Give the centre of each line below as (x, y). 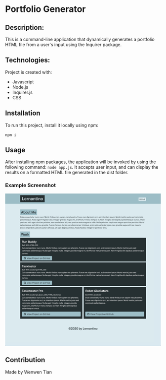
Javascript (23, 82)
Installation (23, 113)
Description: (25, 28)
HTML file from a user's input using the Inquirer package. (63, 45)
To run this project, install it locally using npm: (52, 125)
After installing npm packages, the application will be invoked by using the (81, 162)
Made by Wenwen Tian (28, 372)
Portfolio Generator (45, 9)
